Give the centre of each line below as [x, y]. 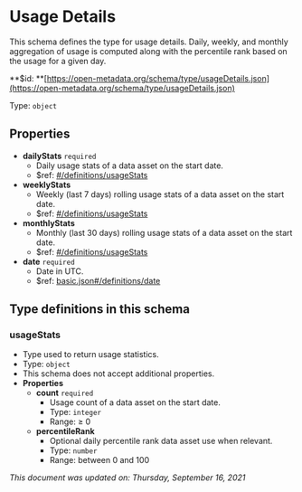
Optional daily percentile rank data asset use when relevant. [161, 441]
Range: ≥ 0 [70, 421]
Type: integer [75, 412]
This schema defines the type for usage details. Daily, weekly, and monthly [149, 42]
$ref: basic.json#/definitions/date [98, 280]
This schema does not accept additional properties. [118, 374]
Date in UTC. [60, 271]
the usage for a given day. [58, 61]
